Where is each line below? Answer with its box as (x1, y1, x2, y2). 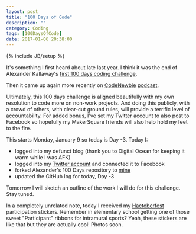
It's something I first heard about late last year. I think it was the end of (6, 64, 178, 71)
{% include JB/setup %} (6, 53, 65, 59)
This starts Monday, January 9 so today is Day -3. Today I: (6, 136, 148, 143)
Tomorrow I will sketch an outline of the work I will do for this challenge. (6, 184, 181, 191)
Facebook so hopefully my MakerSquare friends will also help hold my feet (6, 118, 188, 125)
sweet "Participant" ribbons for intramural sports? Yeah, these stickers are (6, 214, 187, 222)
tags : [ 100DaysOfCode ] (6, 31, 62, 37)
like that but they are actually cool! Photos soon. (6, 221, 123, 228)
